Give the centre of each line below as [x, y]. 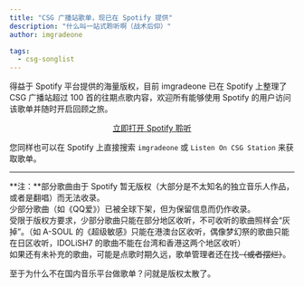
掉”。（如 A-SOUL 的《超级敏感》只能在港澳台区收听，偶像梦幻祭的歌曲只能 [149, 232]
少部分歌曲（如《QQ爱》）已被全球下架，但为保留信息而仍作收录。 [133, 209]
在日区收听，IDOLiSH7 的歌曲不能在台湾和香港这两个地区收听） [128, 243]
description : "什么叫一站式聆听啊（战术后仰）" [90, 26]
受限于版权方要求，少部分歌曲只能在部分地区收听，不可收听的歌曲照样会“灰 [150, 220]
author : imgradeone [46, 34]
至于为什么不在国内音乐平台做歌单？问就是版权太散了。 [112, 273]
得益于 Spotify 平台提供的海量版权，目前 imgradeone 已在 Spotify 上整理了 [148, 86]
